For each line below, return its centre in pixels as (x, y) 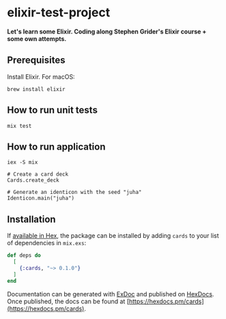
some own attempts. (37, 38)
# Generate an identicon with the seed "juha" (74, 193)
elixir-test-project (59, 13)
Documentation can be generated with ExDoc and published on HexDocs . (111, 294)
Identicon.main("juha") (41, 198)
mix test (19, 126)
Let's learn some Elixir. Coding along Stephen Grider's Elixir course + (107, 31)
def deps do (24, 255)
